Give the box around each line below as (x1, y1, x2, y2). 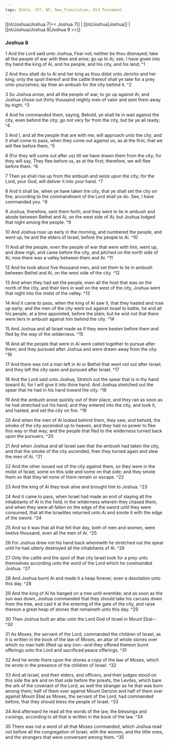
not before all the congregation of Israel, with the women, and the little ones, (5, 728, 163, 734)
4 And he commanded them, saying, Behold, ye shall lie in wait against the (5, 112, 159, 118)
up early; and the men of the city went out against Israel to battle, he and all (5, 305, 162, 311)
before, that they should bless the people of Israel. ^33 (5, 698, 119, 704)
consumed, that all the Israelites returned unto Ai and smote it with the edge (5, 509, 162, 515)
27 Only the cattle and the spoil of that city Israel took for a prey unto (5, 554, 148, 561)
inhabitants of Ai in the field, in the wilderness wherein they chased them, (5, 499, 157, 505)
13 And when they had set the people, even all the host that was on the (5, 280, 152, 286)
